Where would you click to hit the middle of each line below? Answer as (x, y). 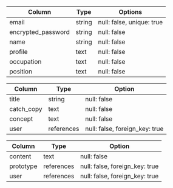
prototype (23, 166)
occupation (25, 62)
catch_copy (26, 109)
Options (131, 12)
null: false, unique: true (130, 22)
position (21, 71)
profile (19, 52)
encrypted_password (39, 32)
